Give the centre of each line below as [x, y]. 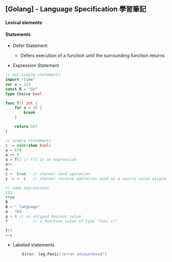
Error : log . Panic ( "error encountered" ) [65, 254]
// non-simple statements [33, 75]
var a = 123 [18, 84]
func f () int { [21, 103]
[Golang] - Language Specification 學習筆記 [76, 9]
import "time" [20, 80]
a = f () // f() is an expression [41, 160]
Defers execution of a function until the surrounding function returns [92, 56]
